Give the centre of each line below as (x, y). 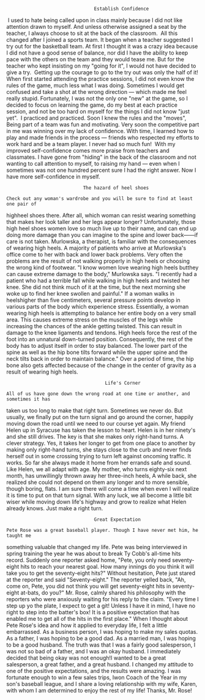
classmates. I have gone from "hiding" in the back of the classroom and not (102, 157)
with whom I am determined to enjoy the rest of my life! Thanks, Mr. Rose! (99, 690)
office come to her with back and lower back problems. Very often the (95, 254)
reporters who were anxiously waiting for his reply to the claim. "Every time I (102, 599)
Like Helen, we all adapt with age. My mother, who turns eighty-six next (97, 469)
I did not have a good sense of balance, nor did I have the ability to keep (97, 53)
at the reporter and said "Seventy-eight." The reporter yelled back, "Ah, (96, 579)
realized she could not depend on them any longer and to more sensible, (98, 482)
